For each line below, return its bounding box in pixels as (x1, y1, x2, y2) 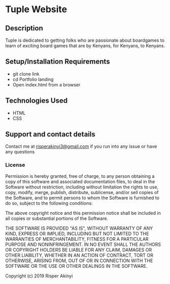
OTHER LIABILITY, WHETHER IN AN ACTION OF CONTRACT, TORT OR (5, 252, 153, 258)
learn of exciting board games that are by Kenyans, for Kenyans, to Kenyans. (5, 43, 165, 49)
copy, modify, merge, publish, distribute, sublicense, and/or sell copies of (5, 189, 159, 195)
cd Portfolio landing (12, 76, 54, 82)
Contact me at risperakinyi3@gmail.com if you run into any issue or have (5, 143, 157, 149)
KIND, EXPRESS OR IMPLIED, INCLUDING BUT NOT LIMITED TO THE (5, 230, 149, 237)
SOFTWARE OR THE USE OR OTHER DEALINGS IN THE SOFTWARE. (5, 263, 148, 269)
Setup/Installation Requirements (5, 57, 110, 66)
